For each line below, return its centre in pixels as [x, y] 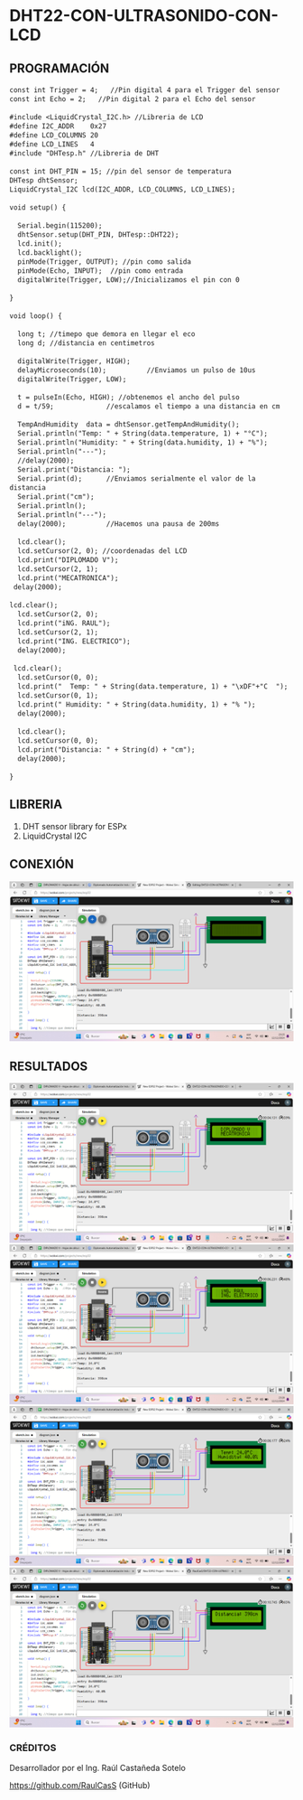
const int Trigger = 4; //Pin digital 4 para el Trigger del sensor [145, 90]
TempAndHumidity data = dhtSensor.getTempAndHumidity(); [129, 425]
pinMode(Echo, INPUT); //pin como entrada [100, 271]
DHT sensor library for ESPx [75, 826]
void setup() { [38, 208]
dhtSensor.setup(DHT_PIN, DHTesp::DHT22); [98, 235]
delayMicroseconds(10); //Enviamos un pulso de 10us [137, 370]
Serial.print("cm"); [56, 497]
